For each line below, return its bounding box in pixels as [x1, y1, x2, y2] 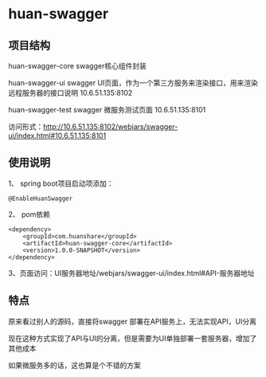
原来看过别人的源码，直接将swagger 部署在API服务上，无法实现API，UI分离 [8, 316, 257, 326]
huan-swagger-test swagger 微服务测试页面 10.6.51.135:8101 [8, 105, 206, 114]
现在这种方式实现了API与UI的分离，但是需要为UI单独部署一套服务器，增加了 [8, 333, 257, 343]
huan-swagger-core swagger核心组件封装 [8, 61, 147, 70]
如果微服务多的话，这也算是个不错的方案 [8, 360, 141, 370]
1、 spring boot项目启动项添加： [8, 179, 114, 188]
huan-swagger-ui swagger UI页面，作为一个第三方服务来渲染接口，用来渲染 [8, 78, 259, 88]
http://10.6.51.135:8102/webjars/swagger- [43, 122, 178, 132]
